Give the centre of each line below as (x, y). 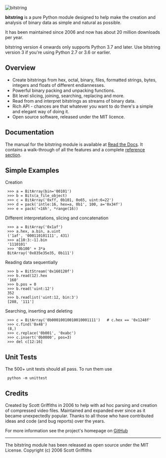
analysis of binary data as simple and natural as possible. (63, 23)
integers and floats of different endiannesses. (59, 85)
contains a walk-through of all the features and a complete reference (75, 149)
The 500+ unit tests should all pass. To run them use (59, 369)
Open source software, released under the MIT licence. (68, 117)
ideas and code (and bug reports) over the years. (55, 421)
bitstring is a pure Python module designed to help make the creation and (80, 17)
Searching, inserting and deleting (39, 311)
